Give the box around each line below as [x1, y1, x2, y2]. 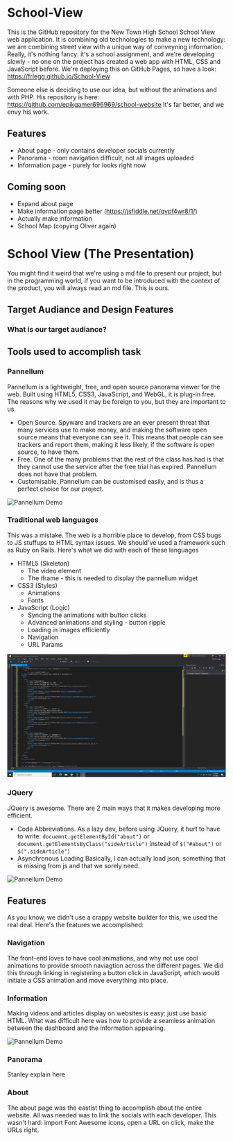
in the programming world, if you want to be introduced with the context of [7, 276, 221, 285]
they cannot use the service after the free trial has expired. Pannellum [17, 462, 217, 471]
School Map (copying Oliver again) [17, 221, 116, 230]
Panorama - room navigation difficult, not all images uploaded [17, 153, 194, 162]
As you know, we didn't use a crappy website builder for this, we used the [7, 913, 218, 922]
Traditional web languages [7, 515, 99, 525]
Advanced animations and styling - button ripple [27, 618, 166, 626]
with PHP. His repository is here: [7, 92, 100, 101]
